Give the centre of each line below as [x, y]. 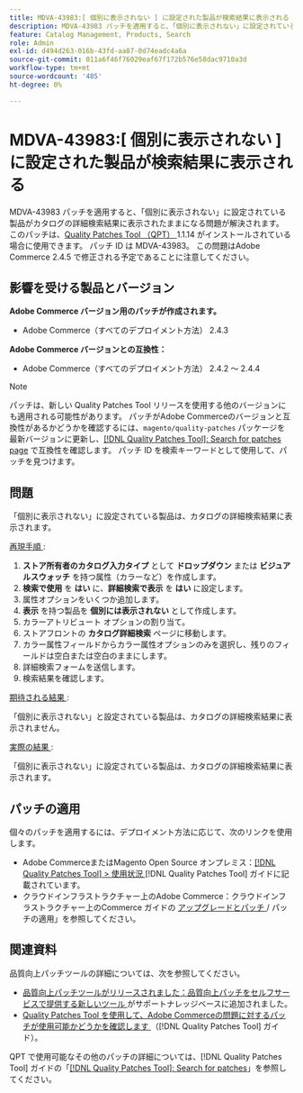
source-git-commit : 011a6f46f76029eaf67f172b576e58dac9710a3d [128, 59]
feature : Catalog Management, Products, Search [100, 34]
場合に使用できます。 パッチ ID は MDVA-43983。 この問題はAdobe [135, 245]
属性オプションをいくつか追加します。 [93, 599]
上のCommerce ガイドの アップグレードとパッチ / [177, 907]
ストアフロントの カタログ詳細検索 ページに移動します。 [126, 633]
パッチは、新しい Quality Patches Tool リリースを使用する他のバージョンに [148, 405]
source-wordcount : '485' [56, 77]
